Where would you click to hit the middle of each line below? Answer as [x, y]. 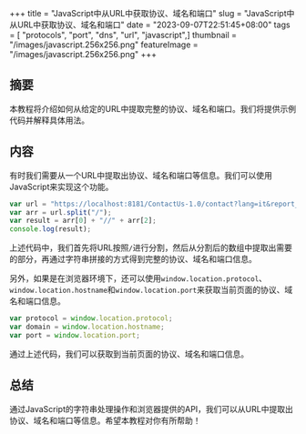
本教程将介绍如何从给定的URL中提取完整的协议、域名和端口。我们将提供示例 [153, 108]
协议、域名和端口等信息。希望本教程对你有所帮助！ [105, 420]
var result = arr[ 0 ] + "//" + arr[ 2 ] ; [83, 221]
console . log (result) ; [51, 229]
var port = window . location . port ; [75, 335]
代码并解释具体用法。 [49, 120]
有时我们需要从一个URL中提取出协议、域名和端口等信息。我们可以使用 [141, 175]
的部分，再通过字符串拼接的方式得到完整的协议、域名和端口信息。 [133, 259]
